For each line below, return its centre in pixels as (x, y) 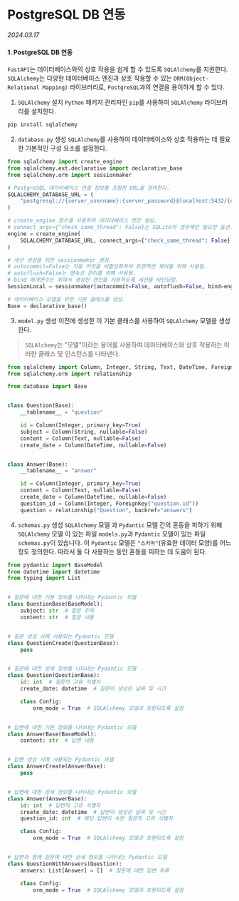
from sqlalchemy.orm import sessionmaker (70, 175)
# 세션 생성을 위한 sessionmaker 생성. (60, 260)
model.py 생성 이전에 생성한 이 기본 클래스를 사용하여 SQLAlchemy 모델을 (117, 320)
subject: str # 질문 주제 (57, 611)
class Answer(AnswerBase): (47, 799)
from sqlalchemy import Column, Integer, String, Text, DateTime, (108, 367)
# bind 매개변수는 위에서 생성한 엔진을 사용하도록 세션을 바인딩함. (93, 280)
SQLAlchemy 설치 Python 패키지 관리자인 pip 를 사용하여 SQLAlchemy (110, 102)
